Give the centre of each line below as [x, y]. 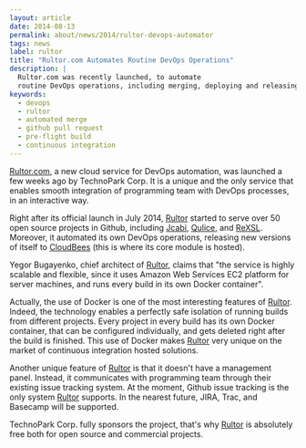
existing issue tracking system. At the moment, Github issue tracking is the [149, 387]
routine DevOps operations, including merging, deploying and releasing [158, 86]
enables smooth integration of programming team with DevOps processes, [149, 190]
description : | [38, 69]
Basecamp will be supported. [64, 406]
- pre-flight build [55, 137]
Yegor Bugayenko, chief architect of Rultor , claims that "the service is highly [152, 265]
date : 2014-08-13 [42, 26]
